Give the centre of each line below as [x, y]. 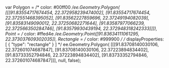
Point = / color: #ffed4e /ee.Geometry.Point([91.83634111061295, [72, 34]
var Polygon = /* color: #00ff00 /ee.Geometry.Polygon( [63, 7]
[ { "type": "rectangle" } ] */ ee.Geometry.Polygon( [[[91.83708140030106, [82, 44]
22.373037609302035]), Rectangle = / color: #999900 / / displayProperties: [85, 39]
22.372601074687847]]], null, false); [43, 60]
